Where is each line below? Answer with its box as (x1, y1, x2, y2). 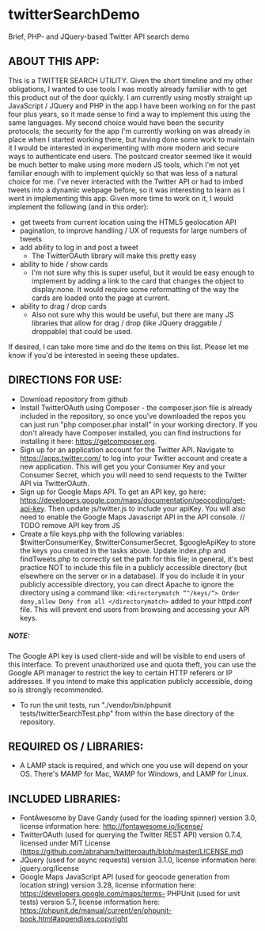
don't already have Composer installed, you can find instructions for (19, 427, 242, 437)
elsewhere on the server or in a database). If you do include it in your (19, 571, 245, 580)
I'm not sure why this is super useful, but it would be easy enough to (31, 268, 255, 277)
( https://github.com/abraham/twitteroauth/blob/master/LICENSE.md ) (19, 847, 244, 857)
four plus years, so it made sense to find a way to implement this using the (8, 109, 251, 119)
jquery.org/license (19, 864, 79, 873)
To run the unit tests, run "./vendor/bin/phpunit (19, 700, 172, 709)
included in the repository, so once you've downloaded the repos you (19, 411, 247, 420)
